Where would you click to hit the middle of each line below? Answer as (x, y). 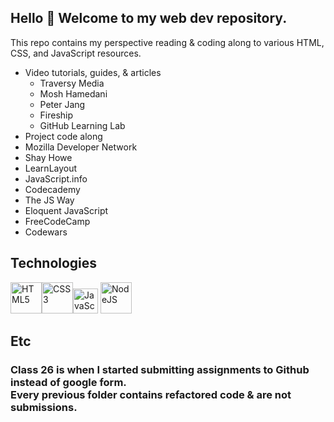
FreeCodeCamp (57, 221)
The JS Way (49, 200)
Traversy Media (72, 83)
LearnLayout (51, 168)
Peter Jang (62, 104)
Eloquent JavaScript (66, 210)
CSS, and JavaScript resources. (76, 53)
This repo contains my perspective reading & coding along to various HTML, (167, 42)
